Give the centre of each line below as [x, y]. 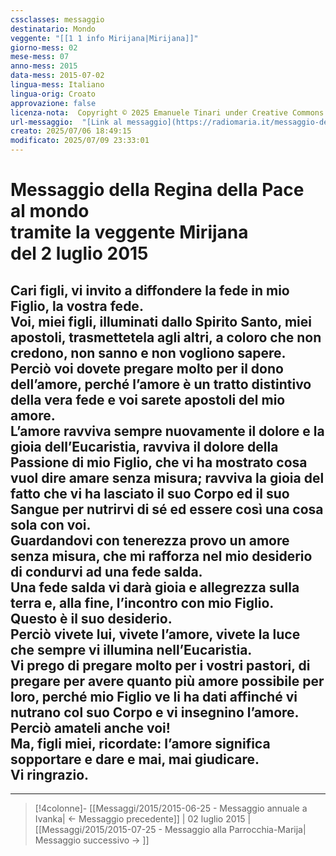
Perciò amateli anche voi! [90, 727]
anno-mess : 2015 [44, 66]
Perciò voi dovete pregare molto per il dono [147, 368]
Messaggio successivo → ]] [92, 840]
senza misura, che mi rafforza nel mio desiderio [161, 556]
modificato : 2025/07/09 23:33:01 [80, 141]
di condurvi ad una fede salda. [106, 571]
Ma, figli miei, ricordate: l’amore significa [140, 743]
